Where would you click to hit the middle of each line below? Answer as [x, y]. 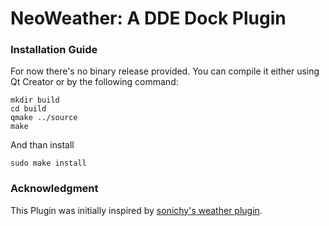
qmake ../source [44, 118]
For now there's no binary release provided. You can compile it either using [165, 71]
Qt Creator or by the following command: [94, 82]
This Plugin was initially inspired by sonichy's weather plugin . [136, 210]
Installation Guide [54, 50]
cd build [28, 109]
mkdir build [35, 100]
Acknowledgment [54, 189]
